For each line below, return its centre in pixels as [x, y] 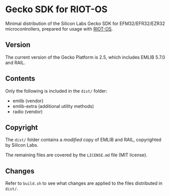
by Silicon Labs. [22, 145]
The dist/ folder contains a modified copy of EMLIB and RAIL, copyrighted [83, 140]
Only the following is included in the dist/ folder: [56, 91]
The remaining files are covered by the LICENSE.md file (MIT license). [76, 155]
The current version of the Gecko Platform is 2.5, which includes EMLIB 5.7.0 [85, 57]
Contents [20, 79]
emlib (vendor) [28, 101]
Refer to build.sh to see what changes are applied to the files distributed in [84, 183]
